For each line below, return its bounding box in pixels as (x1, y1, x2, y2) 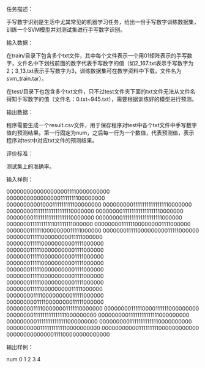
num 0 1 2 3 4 (6, 356, 41, 362)
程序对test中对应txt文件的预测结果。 (6, 137, 98, 144)
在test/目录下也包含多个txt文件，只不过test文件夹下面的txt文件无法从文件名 (6, 88, 196, 95)
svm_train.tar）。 (6, 75, 48, 82)
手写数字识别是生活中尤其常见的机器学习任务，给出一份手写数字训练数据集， (6, 18, 199, 26)
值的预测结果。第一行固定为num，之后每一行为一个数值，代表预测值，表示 (6, 129, 195, 136)
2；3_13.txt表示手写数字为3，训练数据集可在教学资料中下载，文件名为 (6, 67, 182, 75)
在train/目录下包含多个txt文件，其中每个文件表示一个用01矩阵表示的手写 (6, 52, 188, 59)
